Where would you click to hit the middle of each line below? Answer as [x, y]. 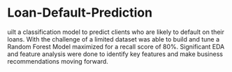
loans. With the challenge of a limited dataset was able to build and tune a [114, 39]
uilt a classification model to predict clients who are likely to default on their [116, 32]
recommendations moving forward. [58, 61]
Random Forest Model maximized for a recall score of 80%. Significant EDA [116, 46]
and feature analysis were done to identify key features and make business [115, 54]
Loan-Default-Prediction [80, 13]
